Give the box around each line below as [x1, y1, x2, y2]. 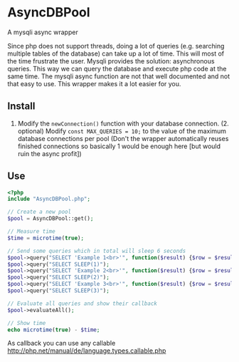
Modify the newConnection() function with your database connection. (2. [17, 119, 229, 128]
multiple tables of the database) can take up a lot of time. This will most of [7, 49, 225, 58]
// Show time [7, 319, 46, 326]
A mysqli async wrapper [7, 28, 78, 36]
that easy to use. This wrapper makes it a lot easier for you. [7, 79, 181, 88]
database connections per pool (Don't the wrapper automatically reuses [17, 134, 229, 143]
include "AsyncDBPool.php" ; [7, 195, 91, 203]
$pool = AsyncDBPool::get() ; [7, 215, 94, 222]
